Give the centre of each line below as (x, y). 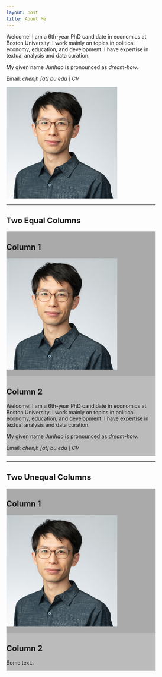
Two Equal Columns (43, 220)
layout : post (22, 12)
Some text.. (20, 663)
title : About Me (26, 19)
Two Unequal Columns (49, 478)
